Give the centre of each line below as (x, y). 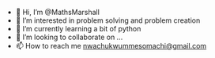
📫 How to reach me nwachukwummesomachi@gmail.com (111, 46)
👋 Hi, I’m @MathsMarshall (58, 12)
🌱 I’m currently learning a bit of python (78, 29)
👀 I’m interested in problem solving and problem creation (108, 20)
